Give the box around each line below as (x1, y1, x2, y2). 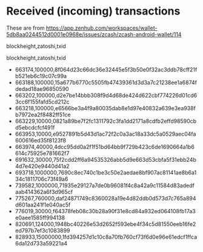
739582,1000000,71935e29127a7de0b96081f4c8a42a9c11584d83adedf (15, 182, 195, 189)
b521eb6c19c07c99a (15, 72, 67, 79)
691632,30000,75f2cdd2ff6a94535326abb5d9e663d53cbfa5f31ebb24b (15, 156, 197, 163)
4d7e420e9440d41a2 (15, 162, 70, 170)
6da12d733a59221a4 (15, 239, 68, 247)
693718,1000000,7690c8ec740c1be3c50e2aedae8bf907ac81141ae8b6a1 (15, 168, 197, 176)
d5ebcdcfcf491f (15, 124, 55, 131)
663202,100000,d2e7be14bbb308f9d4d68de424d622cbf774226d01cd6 (15, 91, 198, 99)
